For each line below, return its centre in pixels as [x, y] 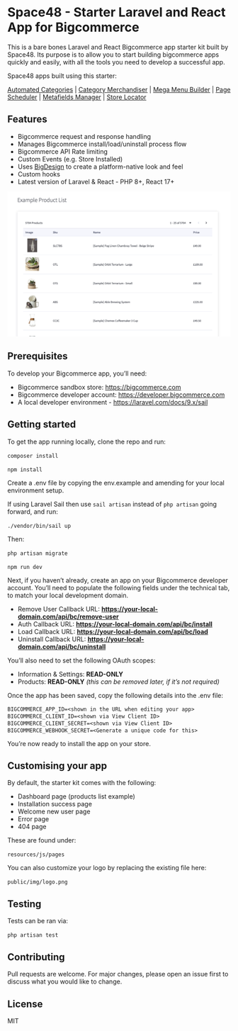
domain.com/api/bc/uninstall [62, 646]
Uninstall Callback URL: [52, 639]
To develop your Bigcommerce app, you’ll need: [77, 373]
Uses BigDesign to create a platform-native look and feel [100, 167]
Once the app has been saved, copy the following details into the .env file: [115, 695]
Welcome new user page [54, 811]
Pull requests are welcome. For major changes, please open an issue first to [118, 974]
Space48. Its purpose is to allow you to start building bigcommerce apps [113, 55]
